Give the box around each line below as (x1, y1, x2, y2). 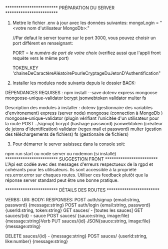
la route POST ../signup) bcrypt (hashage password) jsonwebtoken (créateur (5, 121, 163, 126)
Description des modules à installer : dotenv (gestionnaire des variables (5, 105, 153, 110)
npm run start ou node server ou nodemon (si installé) (5, 151, 116, 156)
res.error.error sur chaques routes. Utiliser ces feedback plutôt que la (5, 172, 148, 178)
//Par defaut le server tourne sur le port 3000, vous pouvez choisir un (12, 35, 156, 41)
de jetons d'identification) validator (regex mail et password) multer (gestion (5, 126, 162, 132)
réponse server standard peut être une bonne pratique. (5, 177, 119, 183)
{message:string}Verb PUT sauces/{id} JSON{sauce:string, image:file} (5, 218, 151, 224)
